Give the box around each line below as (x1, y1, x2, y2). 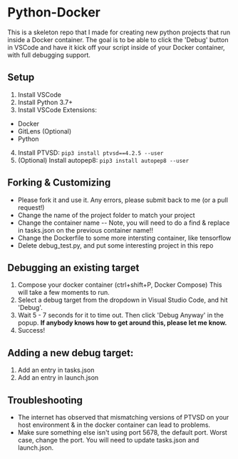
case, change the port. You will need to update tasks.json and (17, 436, 200, 444)
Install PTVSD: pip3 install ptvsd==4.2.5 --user (17, 148, 164, 157)
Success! (17, 326, 46, 335)
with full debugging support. (7, 51, 91, 59)
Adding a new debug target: (7, 347, 134, 359)
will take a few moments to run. (17, 288, 110, 297)
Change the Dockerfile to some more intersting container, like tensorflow (17, 233, 232, 242)
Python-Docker (7, 4, 101, 21)
